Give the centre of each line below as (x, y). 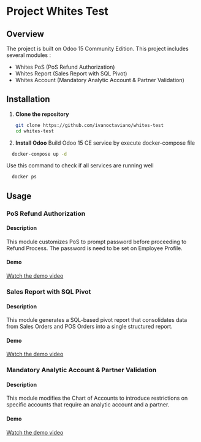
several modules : (28, 55)
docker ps (24, 177)
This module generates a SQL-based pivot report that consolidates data (97, 320)
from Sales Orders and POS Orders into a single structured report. (89, 327)
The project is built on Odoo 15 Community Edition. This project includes (97, 48)
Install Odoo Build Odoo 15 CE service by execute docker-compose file (105, 143)
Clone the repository (42, 114)
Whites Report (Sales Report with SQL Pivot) (71, 74)
